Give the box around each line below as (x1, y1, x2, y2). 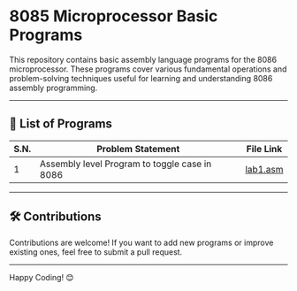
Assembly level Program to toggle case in (39, 157, 212, 170)
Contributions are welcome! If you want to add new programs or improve (9, 237, 274, 248)
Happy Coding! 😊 (9, 272, 74, 282)
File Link (246, 142, 283, 155)
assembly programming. (9, 82, 98, 93)
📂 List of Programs (9, 117, 113, 132)
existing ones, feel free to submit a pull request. (9, 246, 183, 257)
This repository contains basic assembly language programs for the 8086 (9, 54, 277, 65)
